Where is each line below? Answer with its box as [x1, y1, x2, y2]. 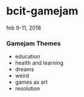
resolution [15, 85, 40, 92]
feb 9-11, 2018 [6, 24, 41, 31]
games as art [15, 78, 48, 86]
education [15, 53, 40, 60]
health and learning [15, 59, 63, 67]
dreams [15, 66, 34, 73]
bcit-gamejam [6, 4, 79, 18]
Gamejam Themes [6, 39, 61, 48]
